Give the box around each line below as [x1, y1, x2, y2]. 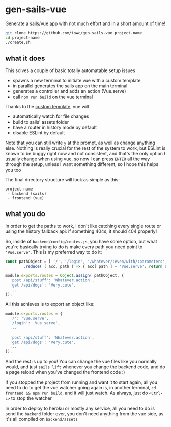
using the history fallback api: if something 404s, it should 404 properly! [5, 228, 157, 234]
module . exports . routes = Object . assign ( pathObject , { [5, 273, 124, 278]
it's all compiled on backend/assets [5, 416, 78, 422]
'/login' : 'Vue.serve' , [10, 321, 60, 326]
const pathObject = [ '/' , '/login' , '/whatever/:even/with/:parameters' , [5, 259, 167, 264]
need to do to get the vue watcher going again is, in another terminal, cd [5, 385, 156, 391]
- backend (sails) [7, 191, 47, 196]
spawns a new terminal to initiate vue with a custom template [12, 78, 141, 84]
